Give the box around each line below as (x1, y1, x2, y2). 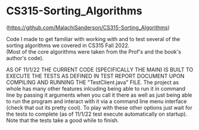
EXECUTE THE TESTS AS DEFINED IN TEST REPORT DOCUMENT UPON (6, 72, 185, 79)
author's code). (6, 54, 44, 61)
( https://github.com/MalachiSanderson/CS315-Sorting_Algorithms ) (6, 24, 170, 31)
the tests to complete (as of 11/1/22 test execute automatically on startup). (6, 110, 188, 117)
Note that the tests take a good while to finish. (6, 116, 119, 123)
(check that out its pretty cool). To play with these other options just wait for (6, 104, 192, 111)
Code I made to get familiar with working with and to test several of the (6, 35, 181, 42)
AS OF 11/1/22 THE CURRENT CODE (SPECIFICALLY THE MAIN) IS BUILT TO (6, 66, 194, 73)
